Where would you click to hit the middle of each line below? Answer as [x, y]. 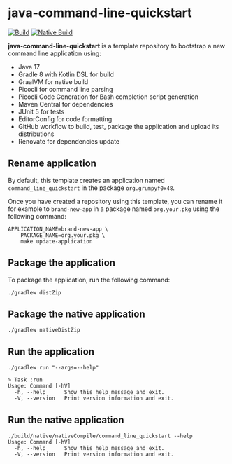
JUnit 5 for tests [41, 111]
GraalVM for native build [53, 81]
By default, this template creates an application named [86, 180]
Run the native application [66, 419]
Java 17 [29, 67]
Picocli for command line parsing [65, 89]
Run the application [51, 352]
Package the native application [77, 314]
